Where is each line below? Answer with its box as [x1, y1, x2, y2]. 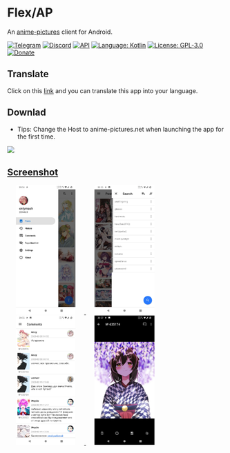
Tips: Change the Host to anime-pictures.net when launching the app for [17, 125, 224, 133]
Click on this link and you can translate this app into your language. [7, 86, 198, 94]
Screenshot [7, 166, 59, 178]
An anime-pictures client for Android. [7, 28, 113, 36]
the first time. [17, 132, 55, 141]
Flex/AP [7, 5, 53, 21]
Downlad [7, 107, 46, 119]
